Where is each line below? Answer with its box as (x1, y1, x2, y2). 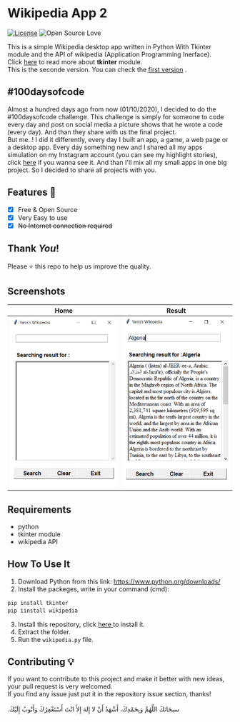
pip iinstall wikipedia (7, 607, 79, 614)
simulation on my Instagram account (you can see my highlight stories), (7, 150, 218, 159)
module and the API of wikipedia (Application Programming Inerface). (7, 50, 212, 59)
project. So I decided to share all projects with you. (7, 166, 157, 174)
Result (166, 306, 186, 315)
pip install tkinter (7, 599, 69, 606)
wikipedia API (17, 537, 59, 546)
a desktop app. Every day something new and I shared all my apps (7, 143, 203, 151)
